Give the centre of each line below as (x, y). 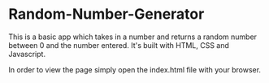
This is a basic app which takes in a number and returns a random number (133, 37)
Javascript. (27, 54)
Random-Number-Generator (106, 14)
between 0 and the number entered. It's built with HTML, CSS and (119, 45)
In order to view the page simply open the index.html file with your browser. (135, 69)
